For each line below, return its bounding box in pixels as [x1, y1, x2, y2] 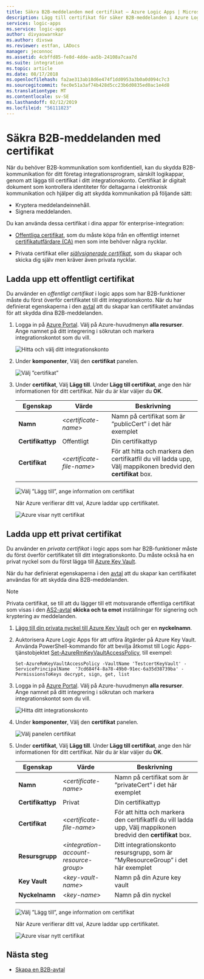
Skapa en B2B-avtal [15, 966, 66, 973]
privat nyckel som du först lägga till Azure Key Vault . [6, 558, 137, 565]
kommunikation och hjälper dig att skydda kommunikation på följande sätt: [6, 189, 192, 197]
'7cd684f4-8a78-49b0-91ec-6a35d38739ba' [75, 666, 179, 672]
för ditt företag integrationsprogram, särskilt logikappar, [46, 171, 185, 178]
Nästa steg [6, 950, 49, 960]
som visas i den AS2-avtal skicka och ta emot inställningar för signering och [6, 606, 198, 613]
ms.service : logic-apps [6, 26, 67, 32]
